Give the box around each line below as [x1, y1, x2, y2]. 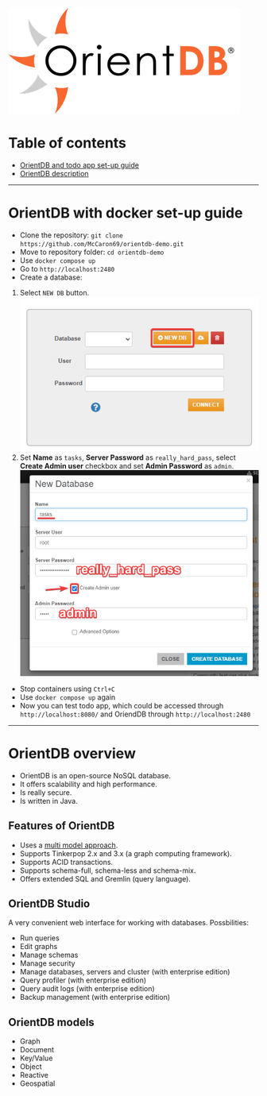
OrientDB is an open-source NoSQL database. [19, 770, 171, 780]
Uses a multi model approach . [19, 840, 118, 850]
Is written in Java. [19, 796, 78, 805]
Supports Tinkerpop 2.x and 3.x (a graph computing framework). [19, 848, 232, 858]
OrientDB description [19, 168, 89, 178]
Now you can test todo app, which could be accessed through [19, 700, 224, 710]
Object [19, 1062, 42, 1071]
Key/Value [19, 1053, 53, 1063]
